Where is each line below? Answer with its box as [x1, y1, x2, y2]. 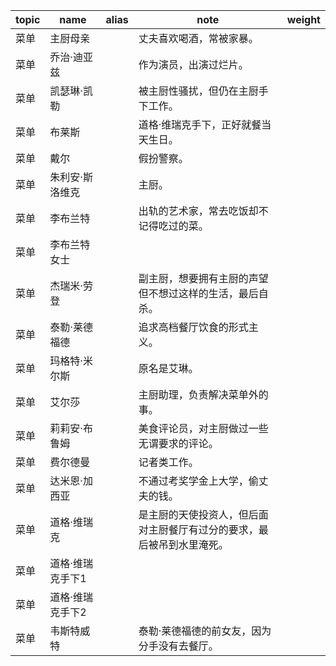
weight [286, 13, 321, 26]
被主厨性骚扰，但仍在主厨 [138, 84, 259, 98]
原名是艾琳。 [138, 362, 199, 375]
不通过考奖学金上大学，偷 [138, 474, 259, 488]
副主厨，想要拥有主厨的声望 [138, 272, 269, 285]
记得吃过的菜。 [138, 219, 209, 233]
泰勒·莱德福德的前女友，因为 [138, 624, 272, 638]
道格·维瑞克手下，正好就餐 [138, 118, 262, 131]
